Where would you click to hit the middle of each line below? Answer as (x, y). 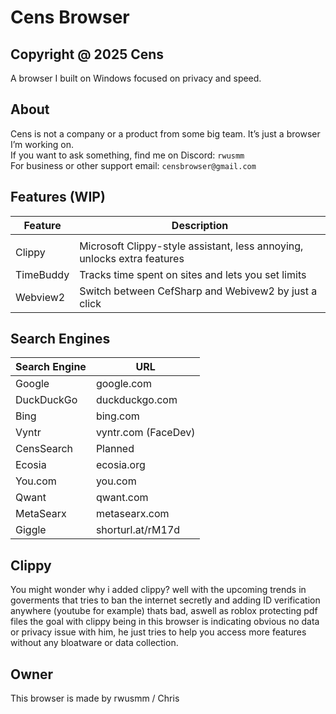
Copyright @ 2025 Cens (87, 54)
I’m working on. (42, 144)
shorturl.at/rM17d (138, 530)
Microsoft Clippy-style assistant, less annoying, (191, 246)
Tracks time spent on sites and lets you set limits (193, 274)
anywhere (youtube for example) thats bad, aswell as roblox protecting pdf (164, 611)
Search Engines (60, 339)
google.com (123, 384)
